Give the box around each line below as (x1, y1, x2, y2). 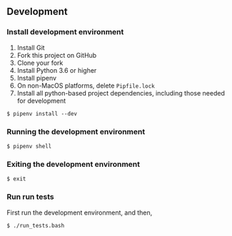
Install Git (16, 43, 45, 52)
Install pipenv (16, 73, 57, 82)
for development (16, 96, 66, 105)
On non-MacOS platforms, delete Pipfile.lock (16, 81, 155, 90)
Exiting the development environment (6, 159, 141, 169)
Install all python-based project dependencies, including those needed (16, 88, 226, 97)
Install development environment (6, 27, 124, 37)
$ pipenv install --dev (6, 110, 78, 117)
